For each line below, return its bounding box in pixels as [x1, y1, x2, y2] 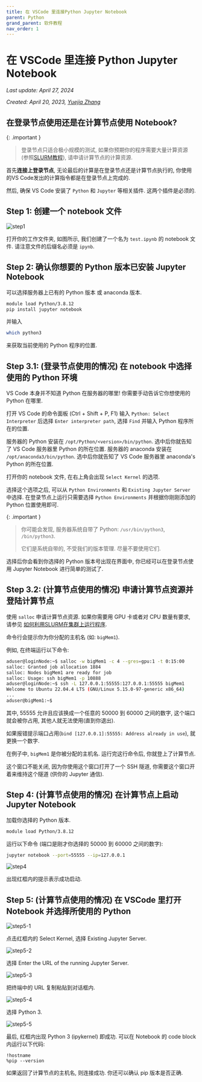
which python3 [6, 330, 42, 336]
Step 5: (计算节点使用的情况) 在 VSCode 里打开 [6, 894, 182, 905]
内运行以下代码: [6, 1040, 45, 1048]
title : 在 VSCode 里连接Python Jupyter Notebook [6, 8, 127, 15]
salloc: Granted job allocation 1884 [6, 664, 101, 670]
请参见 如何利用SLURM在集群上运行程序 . [6, 620, 107, 628]
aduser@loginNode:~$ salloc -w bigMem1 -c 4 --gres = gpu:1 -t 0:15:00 [6, 658, 185, 664]
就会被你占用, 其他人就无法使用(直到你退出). [6, 716, 116, 724]
